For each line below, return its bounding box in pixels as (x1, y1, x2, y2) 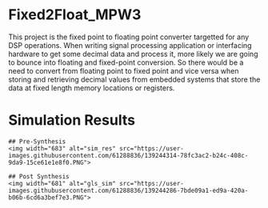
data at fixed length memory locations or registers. (8, 82, 175, 93)
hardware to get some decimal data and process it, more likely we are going (8, 49, 258, 58)
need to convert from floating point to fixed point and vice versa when (8, 66, 239, 75)
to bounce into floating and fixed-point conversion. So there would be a (8, 58, 244, 67)
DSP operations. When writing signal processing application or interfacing (8, 40, 252, 50)
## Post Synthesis (8, 172, 70, 181)
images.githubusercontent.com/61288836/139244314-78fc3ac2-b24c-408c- (8, 151, 249, 159)
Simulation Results (8, 111, 136, 130)
